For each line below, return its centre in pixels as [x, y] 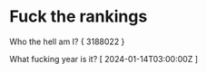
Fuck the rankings [79, 17]
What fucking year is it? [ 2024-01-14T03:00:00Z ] [103, 59]
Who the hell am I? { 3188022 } [67, 41]
